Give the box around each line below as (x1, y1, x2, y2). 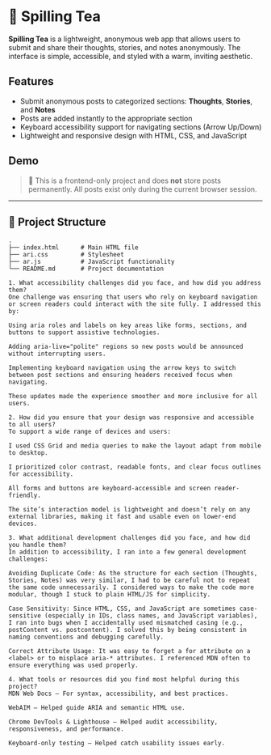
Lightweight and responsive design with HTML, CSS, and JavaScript (19, 130, 248, 140)
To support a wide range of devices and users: (8, 428, 172, 436)
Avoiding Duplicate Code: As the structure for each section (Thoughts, (8, 570, 258, 578)
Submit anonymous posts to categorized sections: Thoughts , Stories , (19, 96, 252, 106)
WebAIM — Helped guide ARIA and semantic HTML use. (8, 704, 186, 712)
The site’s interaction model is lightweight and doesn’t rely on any (8, 506, 251, 514)
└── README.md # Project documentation (8, 265, 164, 274)
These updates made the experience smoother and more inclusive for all (8, 392, 258, 401)
